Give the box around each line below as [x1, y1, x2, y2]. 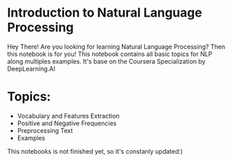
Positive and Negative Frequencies [17, 119, 117, 127]
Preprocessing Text [17, 126, 73, 134]
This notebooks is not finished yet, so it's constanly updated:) [7, 147, 184, 155]
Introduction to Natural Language [7, 5, 202, 21]
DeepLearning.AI [7, 64, 55, 73]
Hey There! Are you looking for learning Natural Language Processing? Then [7, 42, 226, 51]
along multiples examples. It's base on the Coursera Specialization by [7, 57, 206, 65]
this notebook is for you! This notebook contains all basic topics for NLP [7, 50, 213, 58]
